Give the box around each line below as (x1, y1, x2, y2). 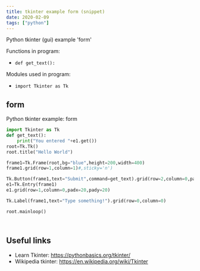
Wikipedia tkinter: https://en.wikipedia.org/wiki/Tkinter (14, 257, 149, 265)
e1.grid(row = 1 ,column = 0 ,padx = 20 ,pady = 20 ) (6, 187, 111, 194)
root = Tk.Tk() (6, 144, 39, 149)
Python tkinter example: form (6, 116, 77, 123)
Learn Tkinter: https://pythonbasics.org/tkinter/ (14, 251, 131, 258)
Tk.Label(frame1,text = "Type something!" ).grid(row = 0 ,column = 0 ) (6, 198, 167, 204)
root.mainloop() (6, 208, 46, 214)
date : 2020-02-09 (6, 14, 49, 20)
